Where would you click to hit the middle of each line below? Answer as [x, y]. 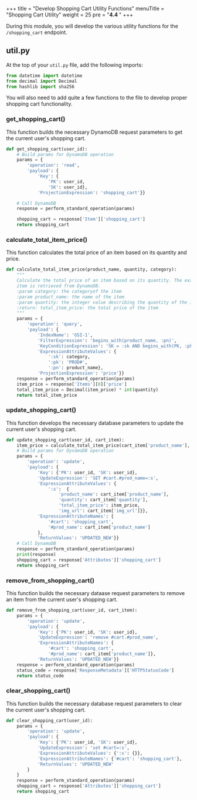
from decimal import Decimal [42, 81]
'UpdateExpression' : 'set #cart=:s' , [84, 748]
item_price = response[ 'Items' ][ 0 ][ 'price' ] [72, 384]
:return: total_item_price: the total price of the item [88, 308]
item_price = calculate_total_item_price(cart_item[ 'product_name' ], [103, 445]
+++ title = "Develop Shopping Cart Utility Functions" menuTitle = [85, 9]
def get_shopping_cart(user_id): [47, 149]
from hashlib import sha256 [40, 87]
